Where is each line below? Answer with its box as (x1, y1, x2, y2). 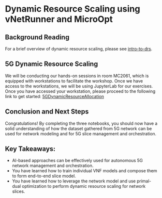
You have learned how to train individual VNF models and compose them (12, 168, 157, 174)
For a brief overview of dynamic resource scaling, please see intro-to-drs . (5, 46, 152, 51)
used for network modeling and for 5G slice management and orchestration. (5, 131, 157, 136)
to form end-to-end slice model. (12, 173, 76, 179)
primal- (136, 178, 151, 184)
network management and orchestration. (12, 163, 94, 168)
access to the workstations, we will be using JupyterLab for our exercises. (5, 83, 153, 89)
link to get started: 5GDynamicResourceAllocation (5, 93, 104, 99)
